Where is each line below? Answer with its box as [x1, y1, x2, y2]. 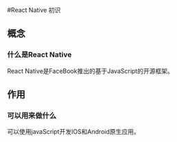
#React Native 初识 [7, 6, 61, 14]
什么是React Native [7, 50, 72, 59]
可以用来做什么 [7, 111, 57, 120]
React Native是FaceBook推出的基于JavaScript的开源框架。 [7, 67, 174, 75]
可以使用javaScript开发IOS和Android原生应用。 [7, 128, 140, 136]
